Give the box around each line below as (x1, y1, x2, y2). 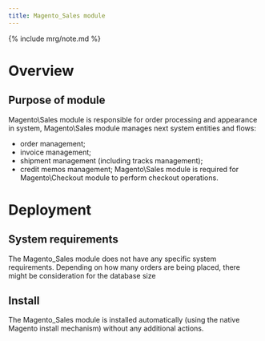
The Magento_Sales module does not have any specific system (8, 254, 217, 263)
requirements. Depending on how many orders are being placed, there (8, 262, 241, 272)
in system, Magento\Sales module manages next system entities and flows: (8, 123, 256, 133)
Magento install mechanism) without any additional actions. (8, 323, 204, 333)
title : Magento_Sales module (8, 11, 106, 20)
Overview (8, 62, 74, 80)
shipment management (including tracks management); (19, 155, 203, 165)
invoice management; (19, 147, 92, 157)
